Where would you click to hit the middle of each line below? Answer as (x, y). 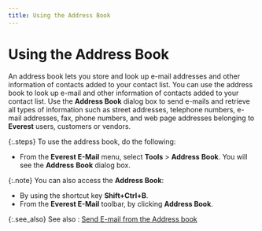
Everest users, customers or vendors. (70, 126)
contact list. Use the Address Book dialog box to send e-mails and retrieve (129, 101)
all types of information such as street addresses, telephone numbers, (122, 109)
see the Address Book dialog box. (75, 165)
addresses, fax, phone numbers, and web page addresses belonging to (139, 118)
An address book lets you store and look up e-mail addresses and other (124, 76)
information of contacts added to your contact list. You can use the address (131, 84)
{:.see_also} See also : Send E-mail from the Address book (103, 219)
